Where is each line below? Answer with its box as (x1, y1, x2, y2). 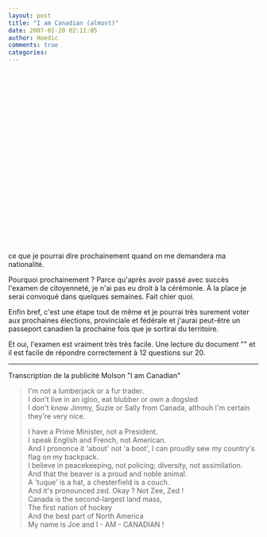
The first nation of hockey (27, 503, 113, 512)
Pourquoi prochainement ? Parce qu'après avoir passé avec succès (8, 275, 229, 284)
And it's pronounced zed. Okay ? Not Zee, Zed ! (27, 486, 184, 495)
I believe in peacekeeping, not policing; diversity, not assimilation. (27, 461, 243, 469)
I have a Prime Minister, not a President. (27, 427, 158, 436)
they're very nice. (27, 411, 86, 421)
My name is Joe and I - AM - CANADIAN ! (27, 520, 164, 529)
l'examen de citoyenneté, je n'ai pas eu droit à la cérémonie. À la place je (8, 284, 247, 292)
